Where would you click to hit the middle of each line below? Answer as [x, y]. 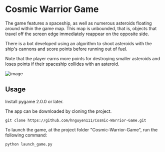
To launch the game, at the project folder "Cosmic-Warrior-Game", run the [81, 129]
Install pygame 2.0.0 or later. [34, 101]
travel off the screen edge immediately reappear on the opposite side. [77, 34]
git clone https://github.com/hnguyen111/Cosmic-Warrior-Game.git [76, 120]
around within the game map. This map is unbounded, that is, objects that [81, 28]
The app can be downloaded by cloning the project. [58, 111]
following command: [26, 135]
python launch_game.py [29, 144]
